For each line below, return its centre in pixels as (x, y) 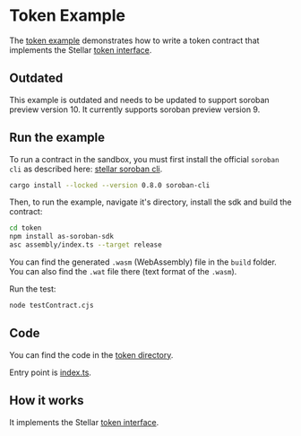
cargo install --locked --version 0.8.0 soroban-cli (110, 185)
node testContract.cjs (52, 306)
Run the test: (33, 289)
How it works (47, 401)
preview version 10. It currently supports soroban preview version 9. (135, 109)
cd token (26, 228)
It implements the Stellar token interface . (84, 422)
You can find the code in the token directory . (91, 354)
